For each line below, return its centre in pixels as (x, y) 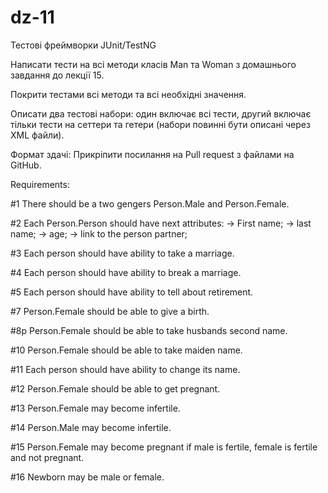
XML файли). (37, 135)
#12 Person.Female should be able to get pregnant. (115, 388)
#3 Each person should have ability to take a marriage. (122, 253)
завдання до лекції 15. (57, 75)
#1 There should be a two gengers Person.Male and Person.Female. (150, 203)
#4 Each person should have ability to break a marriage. (126, 272)
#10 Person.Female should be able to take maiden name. (126, 350)
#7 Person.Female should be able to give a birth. (110, 311)
